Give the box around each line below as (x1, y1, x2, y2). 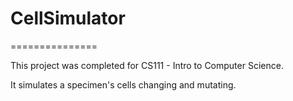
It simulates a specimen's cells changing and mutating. (10, 78, 237, 91)
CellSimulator (10, 7, 126, 30)
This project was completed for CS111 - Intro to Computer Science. (10, 59, 284, 71)
